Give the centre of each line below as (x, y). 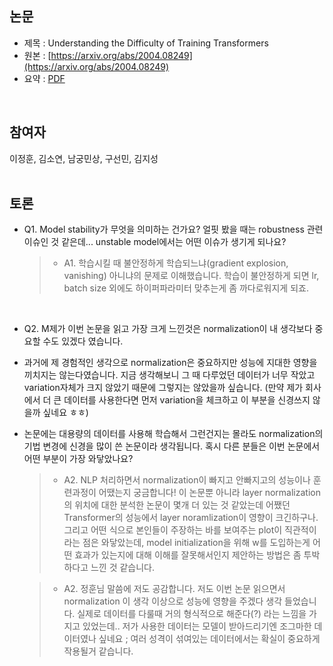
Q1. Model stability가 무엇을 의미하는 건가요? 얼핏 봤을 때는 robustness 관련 (173, 229)
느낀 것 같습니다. (123, 568)
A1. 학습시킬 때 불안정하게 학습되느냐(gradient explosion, (176, 263)
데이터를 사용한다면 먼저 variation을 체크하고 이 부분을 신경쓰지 (187, 400)
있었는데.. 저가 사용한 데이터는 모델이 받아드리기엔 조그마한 (197, 626)
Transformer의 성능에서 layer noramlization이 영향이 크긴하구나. (191, 518)
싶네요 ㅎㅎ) (65, 413)
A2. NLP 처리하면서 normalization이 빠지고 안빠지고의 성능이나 (187, 480)
